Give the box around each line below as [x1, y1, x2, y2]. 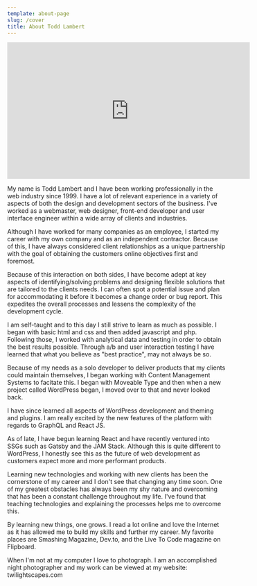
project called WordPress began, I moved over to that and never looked [7, 386, 211, 394]
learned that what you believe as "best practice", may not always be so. [7, 350, 211, 359]
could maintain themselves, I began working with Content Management [7, 371, 211, 379]
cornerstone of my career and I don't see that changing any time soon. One [7, 478, 223, 486]
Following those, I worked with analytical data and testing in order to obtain [7, 336, 222, 344]
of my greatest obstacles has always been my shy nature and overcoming [7, 485, 218, 493]
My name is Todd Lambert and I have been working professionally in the [7, 184, 213, 193]
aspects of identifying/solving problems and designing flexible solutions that [7, 278, 225, 286]
